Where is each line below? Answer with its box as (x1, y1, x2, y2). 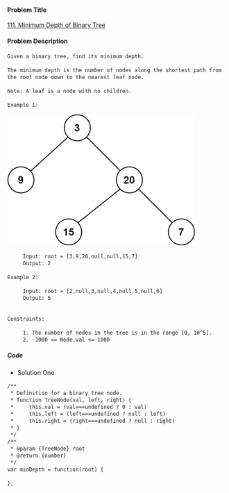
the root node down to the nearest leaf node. (7, 74, 144, 81)
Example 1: (7, 101, 39, 109)
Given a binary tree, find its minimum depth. (7, 53, 144, 60)
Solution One (17, 369, 55, 377)
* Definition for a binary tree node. (10, 390, 123, 397)
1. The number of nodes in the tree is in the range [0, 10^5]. (22, 330, 213, 337)
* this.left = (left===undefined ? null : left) (10, 410, 167, 418)
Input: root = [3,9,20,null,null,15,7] (22, 253, 138, 260)
